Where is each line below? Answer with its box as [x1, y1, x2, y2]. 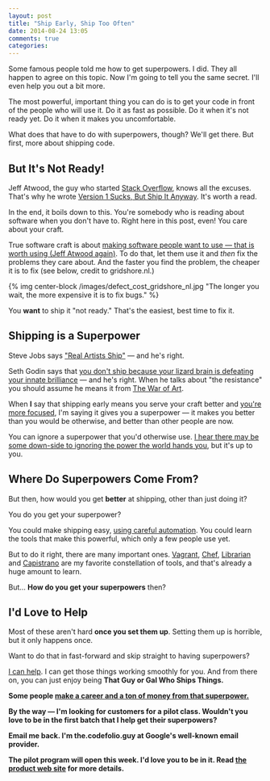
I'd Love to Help [8, 605, 89, 619]
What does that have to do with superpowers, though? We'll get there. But [8, 130, 254, 140]
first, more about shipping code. [8, 138, 115, 148]
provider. [8, 740, 40, 750]
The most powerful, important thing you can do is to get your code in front [8, 97, 255, 107]
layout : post [8, 11, 52, 20]
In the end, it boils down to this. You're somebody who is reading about [8, 207, 245, 216]
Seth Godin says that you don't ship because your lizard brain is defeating [8, 366, 254, 376]
